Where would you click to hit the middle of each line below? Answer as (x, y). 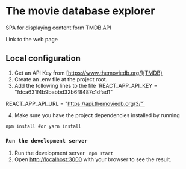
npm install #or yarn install (44, 126)
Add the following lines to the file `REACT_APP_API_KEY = (86, 85)
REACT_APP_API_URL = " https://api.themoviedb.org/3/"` (75, 103)
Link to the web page (32, 39)
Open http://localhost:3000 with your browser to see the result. (93, 159)
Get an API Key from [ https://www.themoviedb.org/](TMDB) (88, 73)
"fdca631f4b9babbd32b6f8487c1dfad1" (64, 92)
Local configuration (43, 58)
